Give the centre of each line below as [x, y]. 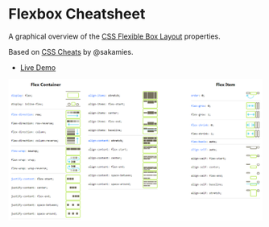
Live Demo [38, 67]
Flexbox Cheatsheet [77, 14]
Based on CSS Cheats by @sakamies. [71, 52]
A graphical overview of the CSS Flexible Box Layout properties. [114, 36]
